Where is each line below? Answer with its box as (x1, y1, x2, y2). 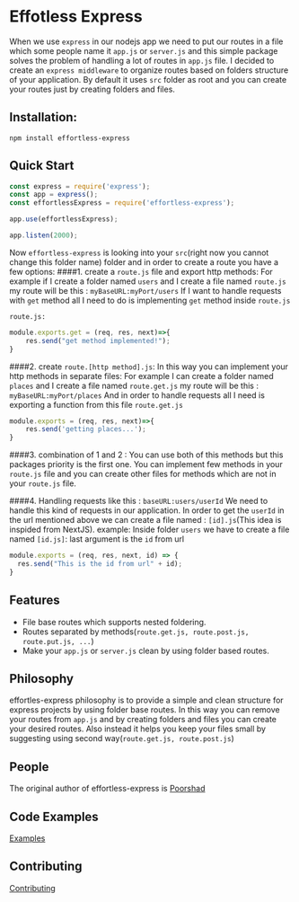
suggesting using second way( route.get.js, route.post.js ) (9, 733, 235, 744)
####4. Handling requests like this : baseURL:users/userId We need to (9, 496, 268, 507)
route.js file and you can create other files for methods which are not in (9, 469, 277, 480)
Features (9, 593, 60, 608)
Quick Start (9, 158, 75, 173)
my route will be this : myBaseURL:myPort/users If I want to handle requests (9, 285, 282, 296)
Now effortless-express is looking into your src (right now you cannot (9, 247, 269, 258)
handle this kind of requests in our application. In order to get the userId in (9, 505, 285, 516)
